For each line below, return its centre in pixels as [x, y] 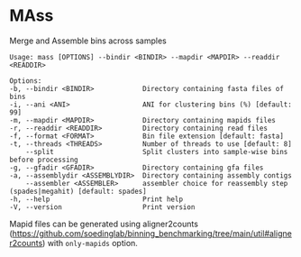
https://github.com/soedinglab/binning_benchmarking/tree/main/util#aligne [152, 233]
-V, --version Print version [102, 207]
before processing [44, 160]
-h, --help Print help [96, 199]
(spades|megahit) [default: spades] [78, 191]
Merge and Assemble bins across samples [88, 41]
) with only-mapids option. [90, 243]
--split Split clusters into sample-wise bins [157, 151]
